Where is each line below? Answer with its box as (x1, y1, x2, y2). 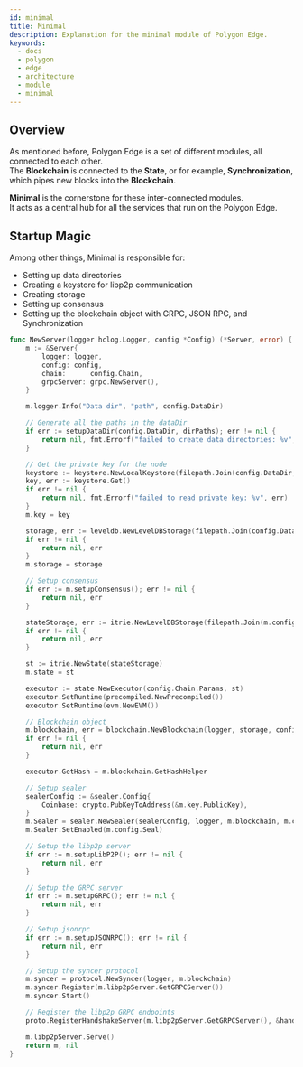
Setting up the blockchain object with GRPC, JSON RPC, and (22, 308, 248, 319)
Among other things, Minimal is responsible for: (9, 252, 186, 263)
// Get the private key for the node (25, 460, 168, 469)
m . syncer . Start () (25, 991, 91, 1001)
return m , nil (25, 1041, 78, 1050)
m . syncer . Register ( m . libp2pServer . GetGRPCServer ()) (25, 983, 224, 992)
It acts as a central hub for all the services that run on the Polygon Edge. (9, 202, 278, 213)
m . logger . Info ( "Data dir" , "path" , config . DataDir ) (25, 402, 224, 411)
